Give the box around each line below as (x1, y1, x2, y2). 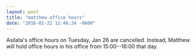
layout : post (6, 8, 39, 15)
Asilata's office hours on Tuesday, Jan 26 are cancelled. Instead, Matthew (6, 37, 190, 44)
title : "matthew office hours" (6, 14, 85, 20)
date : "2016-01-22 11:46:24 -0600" (6, 20, 96, 26)
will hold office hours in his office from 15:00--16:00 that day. (6, 43, 158, 50)
